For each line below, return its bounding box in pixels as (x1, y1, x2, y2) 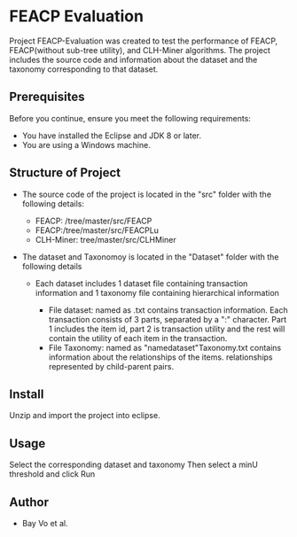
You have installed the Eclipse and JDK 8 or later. (21, 130, 202, 141)
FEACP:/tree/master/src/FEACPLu (35, 224, 160, 236)
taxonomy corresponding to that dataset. (9, 64, 159, 74)
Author (9, 494, 49, 510)
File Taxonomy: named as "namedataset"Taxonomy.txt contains (48, 342, 282, 353)
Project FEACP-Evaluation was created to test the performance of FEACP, (9, 35, 278, 46)
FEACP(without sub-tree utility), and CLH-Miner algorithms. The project (9, 44, 270, 55)
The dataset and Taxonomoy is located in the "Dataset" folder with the (21, 251, 279, 262)
